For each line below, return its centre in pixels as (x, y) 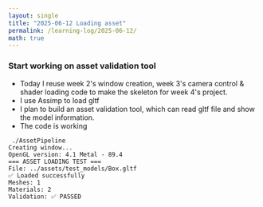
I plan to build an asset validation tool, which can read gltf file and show (137, 109)
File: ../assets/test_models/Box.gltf (73, 169)
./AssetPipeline (39, 141)
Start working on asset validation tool (82, 66)
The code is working (53, 125)
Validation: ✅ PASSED (45, 197)
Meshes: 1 (25, 182)
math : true (26, 38)
